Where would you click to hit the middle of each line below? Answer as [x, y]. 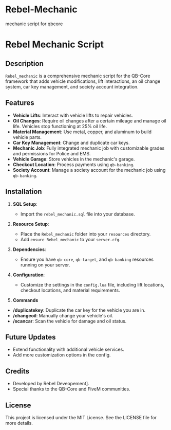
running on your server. [45, 265]
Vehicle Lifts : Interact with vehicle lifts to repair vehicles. [73, 115]
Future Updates [31, 337]
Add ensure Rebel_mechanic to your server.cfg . [70, 239]
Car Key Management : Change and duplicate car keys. [71, 142]
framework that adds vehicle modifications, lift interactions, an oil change [83, 81]
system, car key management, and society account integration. [72, 86]
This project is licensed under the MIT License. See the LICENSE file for [81, 417]
